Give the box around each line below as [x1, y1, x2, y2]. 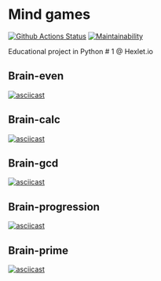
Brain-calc [8, 113, 60, 126]
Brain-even [8, 69, 64, 83]
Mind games [8, 5, 91, 24]
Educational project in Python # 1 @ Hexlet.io [8, 46, 153, 56]
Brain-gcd [8, 156, 59, 170]
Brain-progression [8, 200, 101, 213]
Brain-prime [8, 243, 69, 257]
